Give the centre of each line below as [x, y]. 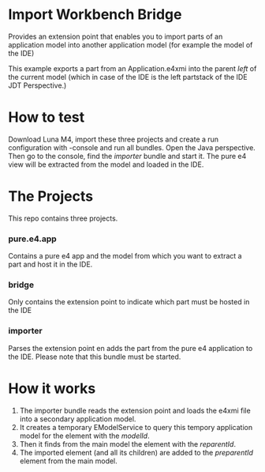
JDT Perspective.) [37, 85]
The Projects [50, 196]
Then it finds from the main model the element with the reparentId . [128, 444]
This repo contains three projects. [63, 218]
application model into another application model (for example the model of [131, 44]
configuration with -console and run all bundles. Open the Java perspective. [132, 147]
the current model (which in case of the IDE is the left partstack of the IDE [128, 77]
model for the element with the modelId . [84, 436]
